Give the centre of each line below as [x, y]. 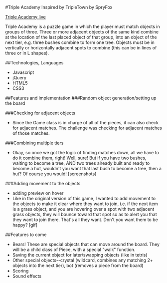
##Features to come [26, 235]
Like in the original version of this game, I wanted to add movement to [84, 198]
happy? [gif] [25, 225]
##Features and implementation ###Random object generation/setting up [81, 98]
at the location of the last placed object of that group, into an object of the [81, 37]
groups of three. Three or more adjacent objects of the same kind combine [82, 32]
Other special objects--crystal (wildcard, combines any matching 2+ [83, 260]
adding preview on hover [38, 193]
